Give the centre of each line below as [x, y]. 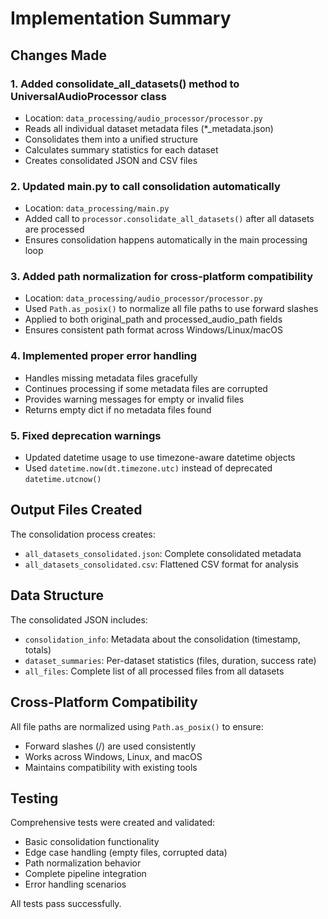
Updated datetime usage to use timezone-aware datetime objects [160, 458]
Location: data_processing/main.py [97, 208]
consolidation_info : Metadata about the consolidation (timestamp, [162, 639]
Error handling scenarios [75, 884]
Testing [34, 798]
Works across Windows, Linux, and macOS [113, 756]
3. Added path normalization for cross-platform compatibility [162, 277]
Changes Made [58, 55]
